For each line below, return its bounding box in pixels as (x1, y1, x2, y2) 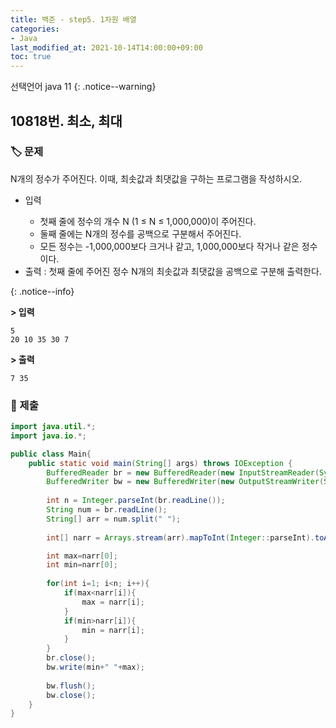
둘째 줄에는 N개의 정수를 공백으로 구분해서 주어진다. (39, 227, 242, 240)
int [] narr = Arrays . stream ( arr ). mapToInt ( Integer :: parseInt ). (46, 532, 315, 543)
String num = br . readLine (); (46, 505, 168, 515)
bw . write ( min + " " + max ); (46, 662, 145, 673)
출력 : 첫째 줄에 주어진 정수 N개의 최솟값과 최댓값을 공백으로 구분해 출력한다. (24, 265, 322, 277)
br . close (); (46, 653, 97, 663)
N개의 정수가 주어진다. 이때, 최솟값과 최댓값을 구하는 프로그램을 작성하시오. (10, 172, 303, 185)
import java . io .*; (10, 431, 87, 441)
